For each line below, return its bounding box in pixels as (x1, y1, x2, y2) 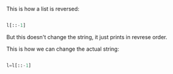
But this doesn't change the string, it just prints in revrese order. (6, 33, 167, 40)
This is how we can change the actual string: (6, 45, 120, 53)
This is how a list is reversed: (6, 6, 80, 12)
